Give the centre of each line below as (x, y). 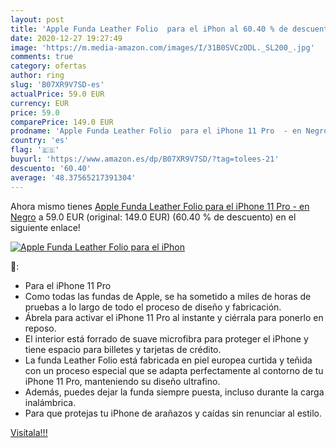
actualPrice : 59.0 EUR (57, 94)
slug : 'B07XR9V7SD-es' (57, 85)
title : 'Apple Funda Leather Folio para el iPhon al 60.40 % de (149, 29)
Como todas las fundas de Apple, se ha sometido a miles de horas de (168, 296)
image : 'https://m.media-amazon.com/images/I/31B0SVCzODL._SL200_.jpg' (162, 47)
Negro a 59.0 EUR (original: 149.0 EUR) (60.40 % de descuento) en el (153, 217)
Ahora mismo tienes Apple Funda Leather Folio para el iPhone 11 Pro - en (160, 206)
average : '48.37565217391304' (73, 177)
